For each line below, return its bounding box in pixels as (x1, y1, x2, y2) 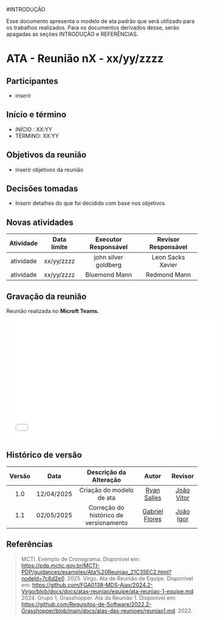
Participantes (6, 76, 59, 86)
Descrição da (87, 468, 126, 477)
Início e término (6, 109, 67, 120)
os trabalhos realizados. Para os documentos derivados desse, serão (6, 24, 180, 31)
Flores (143, 514, 162, 523)
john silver (93, 253, 123, 261)
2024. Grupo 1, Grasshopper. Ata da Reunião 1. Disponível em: (21, 594, 177, 601)
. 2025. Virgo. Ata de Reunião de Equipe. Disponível (64, 574, 193, 582)
